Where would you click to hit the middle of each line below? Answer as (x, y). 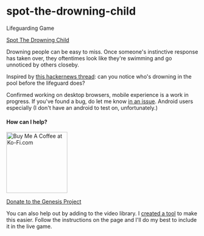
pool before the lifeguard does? (46, 83)
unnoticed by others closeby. (43, 65)
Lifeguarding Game (30, 28)
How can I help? (27, 122)
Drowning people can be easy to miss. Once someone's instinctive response (102, 52)
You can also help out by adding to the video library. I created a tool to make (102, 213)
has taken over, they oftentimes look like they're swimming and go (89, 58)
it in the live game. (29, 226)
